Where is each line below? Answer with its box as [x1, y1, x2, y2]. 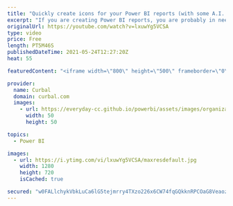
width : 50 [25, 112, 54, 120]
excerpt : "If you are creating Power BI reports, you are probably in [7, 17, 216, 24]
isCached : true [19, 176, 64, 183]
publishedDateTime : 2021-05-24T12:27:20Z [7, 49, 129, 56]
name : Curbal [13, 86, 51, 93]
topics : [7, 131, 30, 138]
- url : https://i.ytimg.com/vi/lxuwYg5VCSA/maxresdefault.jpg [13, 156, 197, 163]
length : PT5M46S [7, 42, 54, 49]
